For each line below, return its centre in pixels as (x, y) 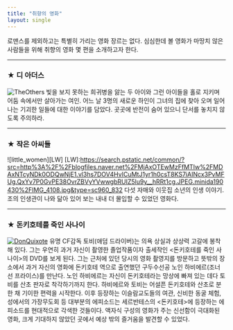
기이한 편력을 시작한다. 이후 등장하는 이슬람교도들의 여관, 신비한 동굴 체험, (122, 293)
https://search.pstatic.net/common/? (132, 159)
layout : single (29, 20)
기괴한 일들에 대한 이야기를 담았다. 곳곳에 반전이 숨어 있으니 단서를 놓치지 (119, 109)
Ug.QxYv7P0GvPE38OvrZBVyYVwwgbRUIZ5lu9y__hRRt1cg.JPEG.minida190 (115, 182)
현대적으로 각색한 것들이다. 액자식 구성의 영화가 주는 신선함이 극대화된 (126, 311)
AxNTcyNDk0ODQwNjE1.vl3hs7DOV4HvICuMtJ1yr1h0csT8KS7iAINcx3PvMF (116, 175)
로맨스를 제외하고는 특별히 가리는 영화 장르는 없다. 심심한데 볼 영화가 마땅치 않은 (115, 41)
